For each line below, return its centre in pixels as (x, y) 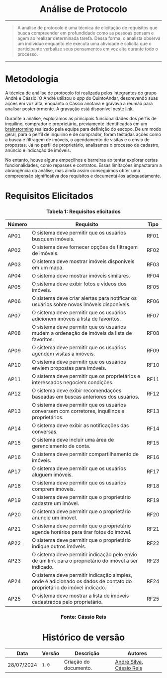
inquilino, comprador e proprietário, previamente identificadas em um (76, 124)
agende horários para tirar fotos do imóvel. (82, 532)
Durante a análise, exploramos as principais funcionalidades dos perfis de (81, 118)
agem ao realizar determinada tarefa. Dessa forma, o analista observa (89, 38)
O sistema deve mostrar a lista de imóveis (81, 596)
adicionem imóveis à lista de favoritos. (77, 319)
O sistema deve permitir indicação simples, (82, 575)
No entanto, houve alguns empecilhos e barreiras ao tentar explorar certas (82, 160)
